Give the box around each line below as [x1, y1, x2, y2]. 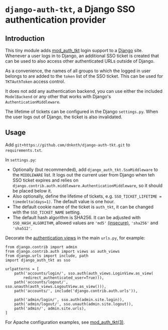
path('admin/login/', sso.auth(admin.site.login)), [14, 297, 124, 302]
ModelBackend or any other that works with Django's [5, 94, 111, 99]
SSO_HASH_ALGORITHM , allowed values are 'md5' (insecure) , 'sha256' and [12, 220, 158, 226]
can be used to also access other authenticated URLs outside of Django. [5, 58, 155, 64]
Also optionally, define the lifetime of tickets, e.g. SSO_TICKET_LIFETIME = [12, 193, 162, 199]
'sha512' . [12, 225, 33, 231]
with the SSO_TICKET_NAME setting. [12, 209, 81, 215]
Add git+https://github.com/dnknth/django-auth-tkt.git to [5, 141, 130, 147]
